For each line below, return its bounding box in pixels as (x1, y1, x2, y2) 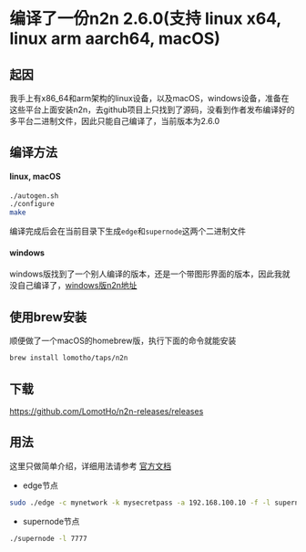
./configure (9, 200, 55, 209)
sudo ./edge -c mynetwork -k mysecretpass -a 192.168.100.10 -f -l (9, 498, 271, 507)
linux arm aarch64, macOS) (9, 28, 221, 49)
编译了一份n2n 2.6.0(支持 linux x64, (9, 8, 282, 29)
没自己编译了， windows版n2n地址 (9, 280, 138, 291)
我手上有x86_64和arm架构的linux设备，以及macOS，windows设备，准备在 (9, 93, 290, 103)
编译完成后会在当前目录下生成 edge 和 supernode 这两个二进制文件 (9, 225, 247, 237)
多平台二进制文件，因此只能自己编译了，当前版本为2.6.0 (9, 116, 220, 126)
